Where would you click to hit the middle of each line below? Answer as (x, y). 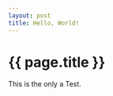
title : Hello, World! (44, 23)
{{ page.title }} (57, 62)
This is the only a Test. (45, 84)
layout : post (30, 15)
